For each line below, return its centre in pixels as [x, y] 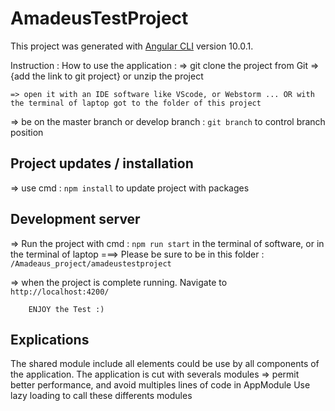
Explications [50, 339]
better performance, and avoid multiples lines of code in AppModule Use [160, 385]
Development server [75, 219]
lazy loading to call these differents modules [101, 396]
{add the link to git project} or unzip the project [107, 76]
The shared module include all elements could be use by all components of [165, 364]
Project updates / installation [102, 163]
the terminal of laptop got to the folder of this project [136, 103]
